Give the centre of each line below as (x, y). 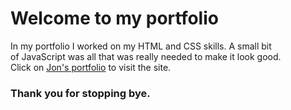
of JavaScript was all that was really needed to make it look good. (146, 56)
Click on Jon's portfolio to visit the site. (91, 67)
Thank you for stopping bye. (80, 93)
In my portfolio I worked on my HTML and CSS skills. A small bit (141, 46)
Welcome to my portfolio (114, 18)
